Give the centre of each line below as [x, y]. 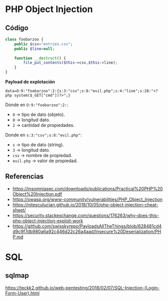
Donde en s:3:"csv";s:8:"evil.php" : [43, 135]
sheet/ [19, 210]
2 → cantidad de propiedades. [43, 125]
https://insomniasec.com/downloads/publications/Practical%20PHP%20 [88, 189]
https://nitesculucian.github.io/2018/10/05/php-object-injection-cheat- [86, 204]
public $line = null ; [35, 49]
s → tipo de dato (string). [38, 145]
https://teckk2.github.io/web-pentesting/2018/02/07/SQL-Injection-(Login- [82, 287]
